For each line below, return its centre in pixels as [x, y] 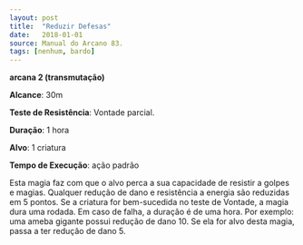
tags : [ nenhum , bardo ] [52, 52]
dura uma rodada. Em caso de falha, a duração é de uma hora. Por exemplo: [152, 212]
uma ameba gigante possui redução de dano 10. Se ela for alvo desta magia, [152, 221]
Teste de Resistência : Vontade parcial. [82, 113]
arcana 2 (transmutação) [57, 77]
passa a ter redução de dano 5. [68, 231]
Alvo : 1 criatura [38, 148]
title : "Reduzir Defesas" [60, 26]
